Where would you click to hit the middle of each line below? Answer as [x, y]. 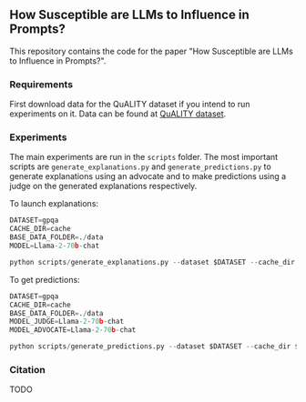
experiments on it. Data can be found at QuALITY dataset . [118, 114]
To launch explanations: [54, 204]
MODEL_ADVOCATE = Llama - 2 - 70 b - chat [73, 330]
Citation [27, 369]
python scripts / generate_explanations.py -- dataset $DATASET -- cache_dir [153, 262]
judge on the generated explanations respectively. [103, 186]
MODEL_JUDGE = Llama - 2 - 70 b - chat [67, 322]
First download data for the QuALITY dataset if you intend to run [130, 105]
